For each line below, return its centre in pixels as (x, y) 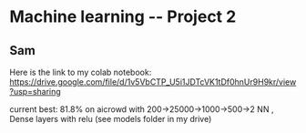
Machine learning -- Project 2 (123, 17)
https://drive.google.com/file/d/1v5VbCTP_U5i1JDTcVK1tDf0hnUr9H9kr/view (153, 82)
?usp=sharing (35, 92)
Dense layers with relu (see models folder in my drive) (111, 119)
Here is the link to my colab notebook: (81, 72)
